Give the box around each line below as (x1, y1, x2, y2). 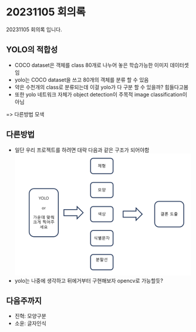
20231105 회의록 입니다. (6, 26, 63, 33)
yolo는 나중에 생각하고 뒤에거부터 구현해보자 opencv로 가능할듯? (14, 277, 163, 284)
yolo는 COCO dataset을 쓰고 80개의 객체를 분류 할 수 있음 (14, 76, 149, 83)
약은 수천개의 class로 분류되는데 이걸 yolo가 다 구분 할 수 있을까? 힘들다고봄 (14, 83, 189, 90)
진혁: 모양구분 (14, 313, 47, 320)
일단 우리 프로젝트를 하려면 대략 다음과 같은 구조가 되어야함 (14, 146, 150, 153)
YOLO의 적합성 (6, 45, 58, 55)
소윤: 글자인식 (14, 320, 47, 327)
